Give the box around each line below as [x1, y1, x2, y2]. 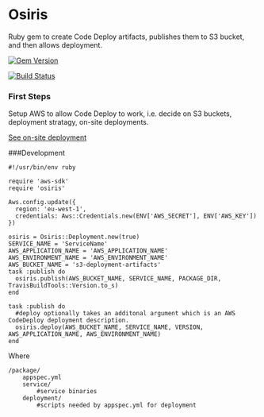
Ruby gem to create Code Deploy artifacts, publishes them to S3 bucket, [8, 32, 245, 41]
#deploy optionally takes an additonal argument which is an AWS [15, 310, 236, 318]
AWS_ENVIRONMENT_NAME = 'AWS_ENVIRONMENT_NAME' [8, 254, 169, 262]
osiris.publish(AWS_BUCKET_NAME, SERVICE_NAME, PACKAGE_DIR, [15, 275, 222, 283]
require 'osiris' [8, 184, 66, 192]
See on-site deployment [8, 133, 87, 142]
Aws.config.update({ [8, 199, 77, 207]
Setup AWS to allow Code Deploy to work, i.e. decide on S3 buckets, [8, 109, 232, 118]
